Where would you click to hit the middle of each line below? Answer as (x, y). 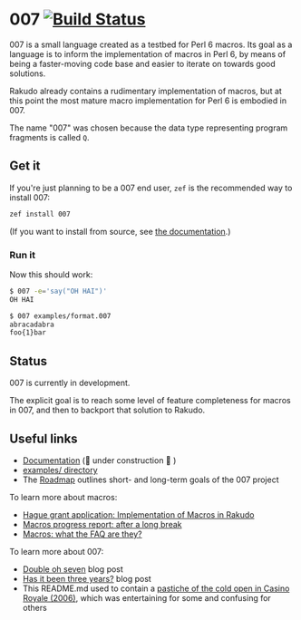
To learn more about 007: (57, 551)
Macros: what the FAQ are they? (82, 534)
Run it (23, 255)
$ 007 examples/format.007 (60, 316)
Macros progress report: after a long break (102, 524)
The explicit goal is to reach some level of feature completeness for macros (150, 401)
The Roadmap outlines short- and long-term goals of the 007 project (150, 480)
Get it (25, 166)
